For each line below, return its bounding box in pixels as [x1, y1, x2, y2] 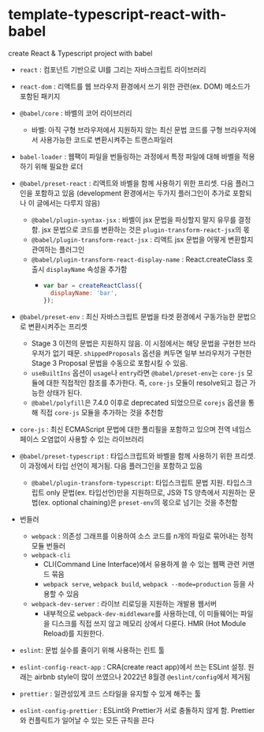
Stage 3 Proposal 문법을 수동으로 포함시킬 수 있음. [31, 358, 188, 368]
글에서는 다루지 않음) [36, 198, 101, 207]
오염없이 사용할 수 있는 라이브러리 [40, 434, 144, 443]
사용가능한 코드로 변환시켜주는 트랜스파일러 [39, 134, 173, 144]
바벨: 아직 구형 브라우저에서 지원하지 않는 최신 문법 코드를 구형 [31, 125, 223, 134]
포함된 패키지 [19, 91, 61, 100]
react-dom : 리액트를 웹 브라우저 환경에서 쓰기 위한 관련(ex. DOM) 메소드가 [19, 81, 251, 91]
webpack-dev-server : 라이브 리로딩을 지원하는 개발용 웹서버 [31, 598, 218, 608]
